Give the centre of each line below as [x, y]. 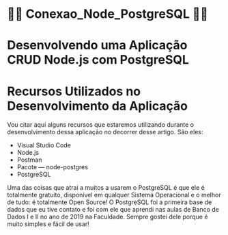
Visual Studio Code [44, 145]
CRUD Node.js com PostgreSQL [98, 60]
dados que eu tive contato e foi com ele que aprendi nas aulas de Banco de [113, 210]
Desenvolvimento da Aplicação [97, 106]
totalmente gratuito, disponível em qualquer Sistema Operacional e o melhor [114, 195]
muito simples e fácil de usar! [48, 224]
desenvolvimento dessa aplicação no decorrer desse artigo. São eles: [105, 132]
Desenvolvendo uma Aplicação [97, 46]
